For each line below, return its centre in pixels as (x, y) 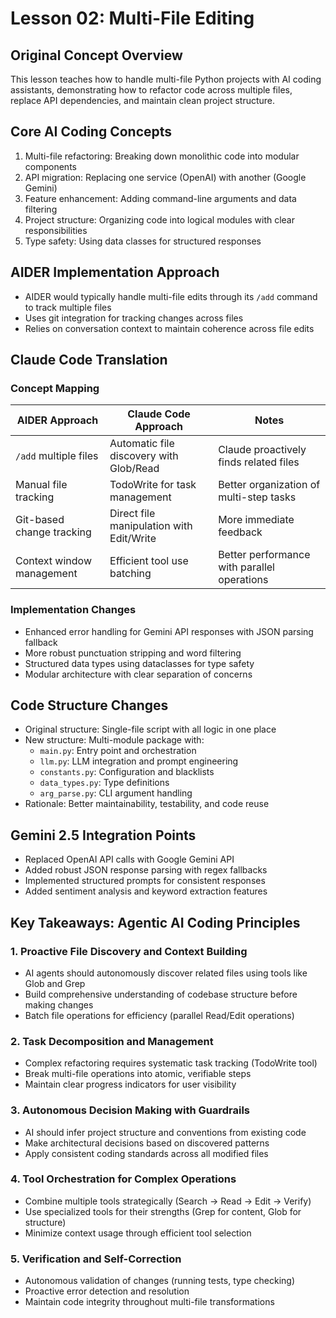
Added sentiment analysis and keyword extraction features (146, 891)
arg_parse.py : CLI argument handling (116, 793)
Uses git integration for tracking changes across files (134, 318)
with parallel (246, 567)
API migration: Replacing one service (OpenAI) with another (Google (165, 177)
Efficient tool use (149, 561)
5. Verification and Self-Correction (96, 1259)
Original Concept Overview (96, 55)
